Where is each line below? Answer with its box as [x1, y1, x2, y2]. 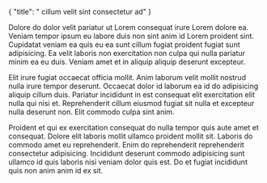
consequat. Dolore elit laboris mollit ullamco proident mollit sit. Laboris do [8, 131, 253, 141]
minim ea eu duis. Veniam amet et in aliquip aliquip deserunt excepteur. [8, 57, 246, 66]
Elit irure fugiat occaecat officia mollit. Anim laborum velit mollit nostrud [8, 73, 247, 82]
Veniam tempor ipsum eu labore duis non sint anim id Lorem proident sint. [8, 32, 255, 40]
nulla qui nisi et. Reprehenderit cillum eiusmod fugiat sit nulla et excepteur [8, 99, 255, 108]
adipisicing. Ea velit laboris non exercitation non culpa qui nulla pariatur [8, 49, 245, 57]
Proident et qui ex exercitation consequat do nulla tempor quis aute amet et [8, 123, 259, 132]
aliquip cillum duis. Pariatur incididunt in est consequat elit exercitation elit [8, 90, 255, 100]
